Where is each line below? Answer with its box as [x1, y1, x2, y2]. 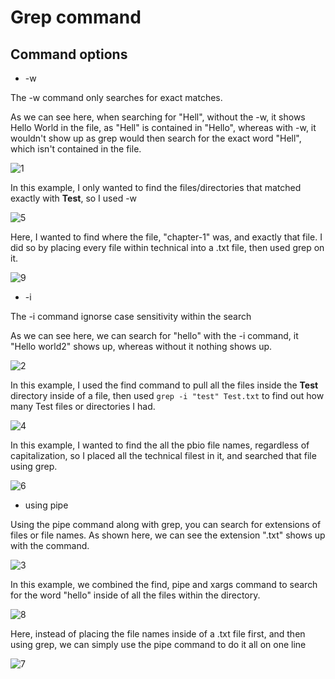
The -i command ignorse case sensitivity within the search [10, 311, 252, 322]
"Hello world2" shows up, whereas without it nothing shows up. [10, 341, 273, 352]
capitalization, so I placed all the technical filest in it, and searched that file [10, 450, 317, 461]
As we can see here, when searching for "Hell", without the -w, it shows [10, 111, 306, 123]
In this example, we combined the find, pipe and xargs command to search [10, 579, 318, 590]
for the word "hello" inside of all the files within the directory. [10, 589, 261, 601]
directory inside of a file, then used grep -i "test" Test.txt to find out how [10, 390, 325, 401]
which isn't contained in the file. [10, 143, 142, 155]
